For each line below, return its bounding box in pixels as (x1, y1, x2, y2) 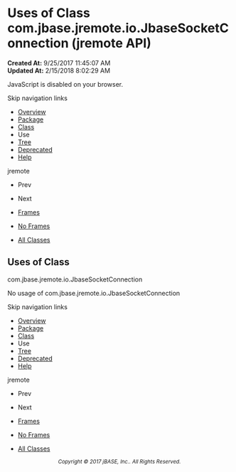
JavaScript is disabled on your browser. (7, 80, 124, 88)
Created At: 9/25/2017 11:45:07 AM (7, 58, 111, 67)
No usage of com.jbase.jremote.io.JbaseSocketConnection (7, 289, 181, 297)
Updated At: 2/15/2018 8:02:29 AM (7, 66, 111, 75)
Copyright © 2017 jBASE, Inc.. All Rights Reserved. (58, 458, 181, 465)
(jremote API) (71, 36, 151, 51)
